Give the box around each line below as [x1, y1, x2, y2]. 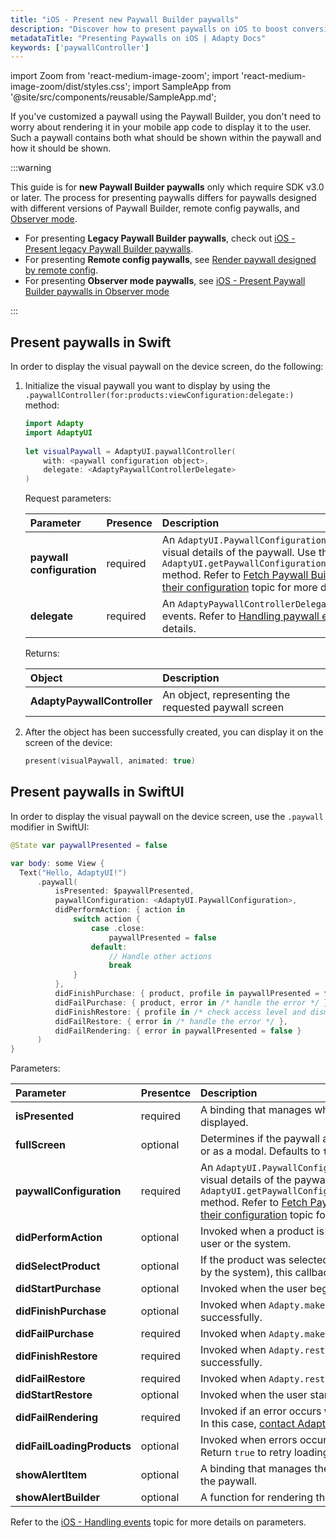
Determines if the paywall [199, 1132, 320, 1146]
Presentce [140, 1086, 191, 1100]
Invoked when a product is [199, 1224, 325, 1238]
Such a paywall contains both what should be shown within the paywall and [10, 132, 322, 144]
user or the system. [199, 1237, 292, 1251]
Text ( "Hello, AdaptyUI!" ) [19, 867, 128, 878]
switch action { [73, 914, 141, 924]
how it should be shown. [10, 142, 112, 155]
